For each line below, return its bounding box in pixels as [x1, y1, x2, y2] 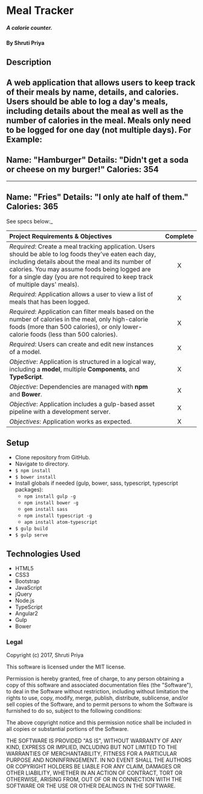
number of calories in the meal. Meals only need [6, 115, 192, 125]
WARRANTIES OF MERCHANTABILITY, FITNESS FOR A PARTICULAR [6, 750, 177, 758]
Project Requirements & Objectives [9, 232, 112, 240]
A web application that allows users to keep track [6, 77, 196, 88]
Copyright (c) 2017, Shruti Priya [6, 652, 84, 659]
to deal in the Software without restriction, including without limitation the [6, 688, 188, 695]
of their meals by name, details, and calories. [6, 87, 179, 97]
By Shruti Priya [6, 39, 45, 47]
